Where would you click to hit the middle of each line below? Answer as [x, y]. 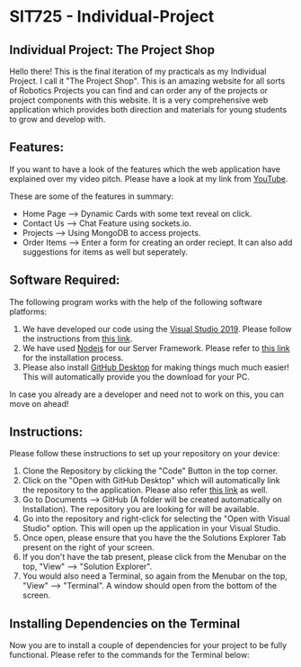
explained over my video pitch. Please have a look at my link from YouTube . [149, 178]
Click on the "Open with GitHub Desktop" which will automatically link [151, 481]
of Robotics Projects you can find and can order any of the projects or [138, 90]
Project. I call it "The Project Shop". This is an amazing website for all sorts [147, 81]
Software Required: [65, 280]
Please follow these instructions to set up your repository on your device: [145, 454]
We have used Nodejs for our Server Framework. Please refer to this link [156, 347]
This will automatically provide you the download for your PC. [136, 376]
